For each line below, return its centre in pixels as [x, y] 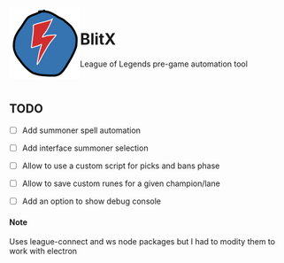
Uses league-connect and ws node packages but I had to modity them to [142, 242]
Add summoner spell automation [81, 130]
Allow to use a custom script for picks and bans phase [121, 166]
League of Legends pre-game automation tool [164, 64]
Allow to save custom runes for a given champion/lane [121, 183]
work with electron [43, 251]
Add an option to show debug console [92, 201]
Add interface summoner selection [85, 148]
